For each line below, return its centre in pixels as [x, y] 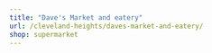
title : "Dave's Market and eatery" [76, 18]
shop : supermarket [44, 34]
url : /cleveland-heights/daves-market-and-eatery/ [106, 26]
